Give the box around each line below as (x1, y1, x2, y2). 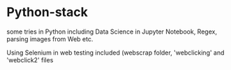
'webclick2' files (6, 55, 54, 64)
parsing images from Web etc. (6, 34, 94, 43)
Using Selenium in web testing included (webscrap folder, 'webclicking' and (6, 48, 225, 57)
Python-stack (6, 4, 88, 20)
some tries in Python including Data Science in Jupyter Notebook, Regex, (6, 27, 218, 36)
